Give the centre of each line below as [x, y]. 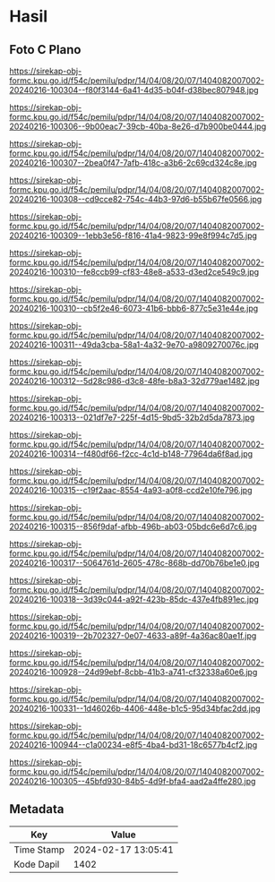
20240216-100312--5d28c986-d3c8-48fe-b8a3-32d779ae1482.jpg [134, 381]
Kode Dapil [37, 864]
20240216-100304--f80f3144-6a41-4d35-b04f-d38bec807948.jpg [134, 90]
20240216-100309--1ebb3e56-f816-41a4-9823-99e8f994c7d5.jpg [133, 235]
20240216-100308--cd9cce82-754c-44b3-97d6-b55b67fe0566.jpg [136, 199]
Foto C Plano [45, 50]
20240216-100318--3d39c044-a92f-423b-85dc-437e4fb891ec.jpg [134, 599]
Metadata [37, 809]
